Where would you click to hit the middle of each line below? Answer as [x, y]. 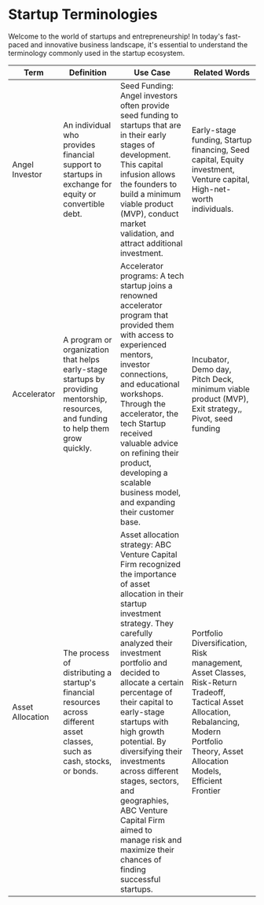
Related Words [222, 72]
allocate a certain [152, 682]
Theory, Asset [217, 751]
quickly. [77, 448]
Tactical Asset [218, 702]
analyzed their [147, 643]
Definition [88, 72]
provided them [147, 325]
